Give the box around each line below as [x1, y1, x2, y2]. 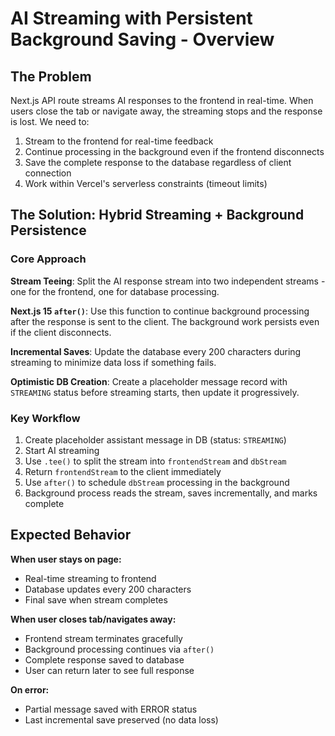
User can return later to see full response [24, 664, 195, 676]
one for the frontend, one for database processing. [10, 285, 220, 297]
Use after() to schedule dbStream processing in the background [24, 476, 290, 488]
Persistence [10, 222, 87, 239]
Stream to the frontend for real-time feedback [24, 135, 214, 147]
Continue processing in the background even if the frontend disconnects [24, 146, 325, 157]
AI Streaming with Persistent [10, 7, 253, 30]
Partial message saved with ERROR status [24, 703, 198, 715]
